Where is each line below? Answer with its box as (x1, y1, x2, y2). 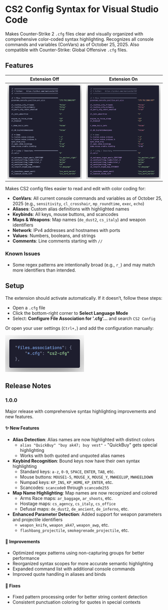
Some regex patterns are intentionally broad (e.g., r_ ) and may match (12, 262, 155, 268)
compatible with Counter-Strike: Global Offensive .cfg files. (5, 47, 127, 53)
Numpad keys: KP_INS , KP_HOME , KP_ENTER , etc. (19, 479, 113, 485)
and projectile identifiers (12, 516, 63, 523)
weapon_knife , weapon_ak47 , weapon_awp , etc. (19, 522, 109, 528)
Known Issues (5, 250, 40, 257)
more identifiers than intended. (12, 267, 76, 273)
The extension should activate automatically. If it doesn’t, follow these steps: (5, 295, 162, 301)
